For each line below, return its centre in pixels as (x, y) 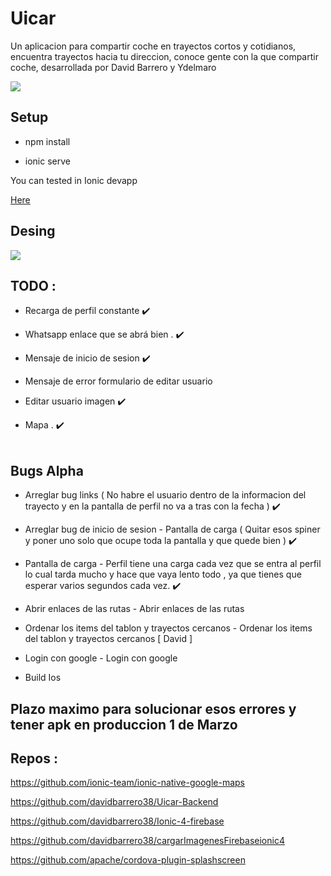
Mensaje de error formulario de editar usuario (118, 381)
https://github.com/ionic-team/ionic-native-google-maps (127, 783)
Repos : (34, 758)
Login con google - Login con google (101, 658)
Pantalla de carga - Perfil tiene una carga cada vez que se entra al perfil (173, 564)
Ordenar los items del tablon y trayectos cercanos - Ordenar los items (168, 628)
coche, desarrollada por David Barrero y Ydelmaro (113, 67)
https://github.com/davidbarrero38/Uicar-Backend (114, 802)
